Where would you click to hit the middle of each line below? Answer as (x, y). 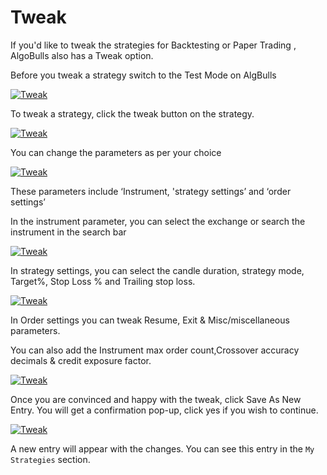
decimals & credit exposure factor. (81, 360)
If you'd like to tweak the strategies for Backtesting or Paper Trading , (153, 45)
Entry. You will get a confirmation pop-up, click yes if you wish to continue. (164, 410)
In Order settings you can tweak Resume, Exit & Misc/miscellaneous (150, 320)
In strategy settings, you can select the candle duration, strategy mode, (157, 270)
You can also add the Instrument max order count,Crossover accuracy (155, 350)
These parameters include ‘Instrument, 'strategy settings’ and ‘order (151, 191)
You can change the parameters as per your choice (116, 152)
